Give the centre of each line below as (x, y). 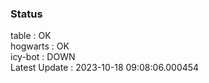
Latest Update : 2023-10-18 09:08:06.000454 (105, 68)
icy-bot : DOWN (43, 57)
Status (26, 14)
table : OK (31, 36)
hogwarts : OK (40, 46)
